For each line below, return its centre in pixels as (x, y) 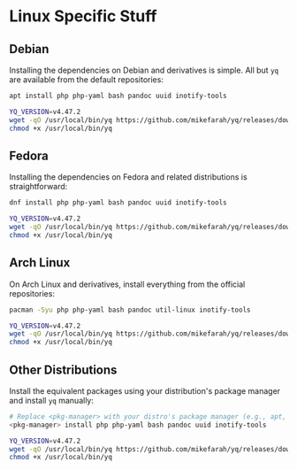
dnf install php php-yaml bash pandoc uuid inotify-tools (118, 203)
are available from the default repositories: (86, 80)
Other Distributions (63, 370)
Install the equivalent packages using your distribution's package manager (145, 390)
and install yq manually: (52, 400)
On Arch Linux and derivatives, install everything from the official (127, 284)
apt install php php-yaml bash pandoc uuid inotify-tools (118, 96)
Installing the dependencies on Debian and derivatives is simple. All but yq (144, 70)
